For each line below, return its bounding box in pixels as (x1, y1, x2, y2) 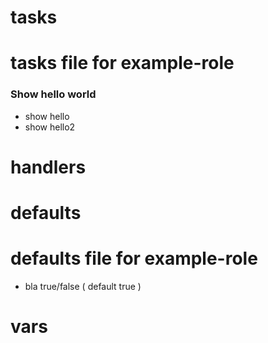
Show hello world (10, 87, 97, 101)
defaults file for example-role (10, 247, 258, 270)
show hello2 (24, 121, 76, 133)
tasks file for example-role (10, 52, 235, 75)
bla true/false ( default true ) (24, 280, 142, 292)
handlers (10, 156, 87, 178)
